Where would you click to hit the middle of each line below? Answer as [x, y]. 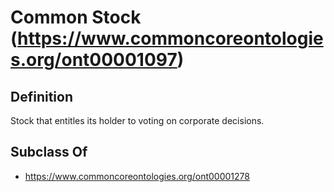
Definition [41, 96]
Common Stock [76, 17]
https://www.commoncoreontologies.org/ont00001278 [137, 176]
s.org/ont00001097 [94, 60]
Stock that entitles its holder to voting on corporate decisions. [137, 120]
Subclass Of [49, 152]
